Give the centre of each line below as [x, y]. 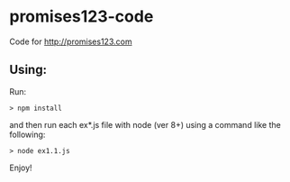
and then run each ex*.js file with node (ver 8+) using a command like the [145, 124]
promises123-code [82, 17]
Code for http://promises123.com [71, 41]
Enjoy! [21, 168]
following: [27, 134]
